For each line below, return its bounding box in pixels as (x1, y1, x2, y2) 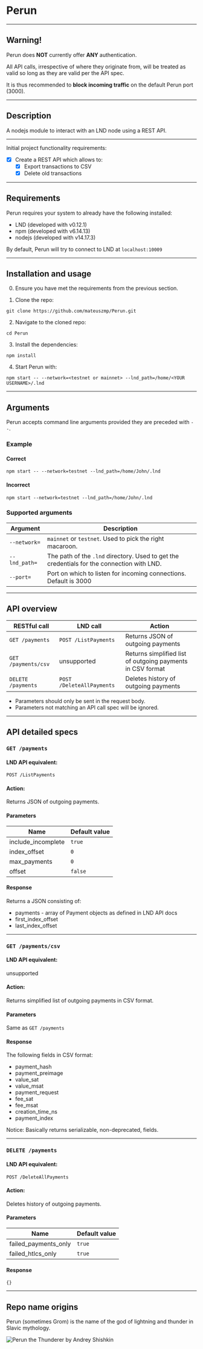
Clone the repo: (14, 296, 54, 304)
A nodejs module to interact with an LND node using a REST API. (6, 126, 167, 134)
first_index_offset (14, 915, 59, 923)
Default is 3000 (47, 577, 92, 585)
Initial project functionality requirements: (6, 144, 107, 151)
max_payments (9, 857, 53, 866)
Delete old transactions (24, 169, 82, 177)
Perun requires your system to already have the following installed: (6, 209, 172, 217)
